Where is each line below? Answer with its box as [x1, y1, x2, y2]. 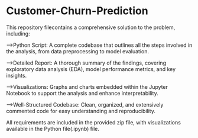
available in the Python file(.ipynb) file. [6, 125, 99, 132]
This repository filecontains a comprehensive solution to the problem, [6, 24, 176, 31]
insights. [6, 72, 27, 79]
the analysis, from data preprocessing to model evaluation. [6, 47, 150, 54]
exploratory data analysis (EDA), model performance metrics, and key [6, 65, 176, 72]
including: [6, 30, 31, 37]
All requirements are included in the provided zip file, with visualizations [6, 118, 181, 126]
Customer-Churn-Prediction [6, 4, 149, 18]
